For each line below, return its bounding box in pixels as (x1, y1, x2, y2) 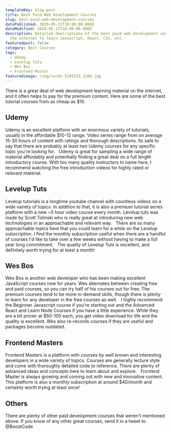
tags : (5, 50, 17, 55)
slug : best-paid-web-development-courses (5, 17, 95, 22)
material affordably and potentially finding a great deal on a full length (5, 154, 152, 160)
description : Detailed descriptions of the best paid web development (5, 31, 158, 36)
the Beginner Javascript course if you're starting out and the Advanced (5, 302, 155, 308)
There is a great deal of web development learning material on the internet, (5, 88, 163, 94)
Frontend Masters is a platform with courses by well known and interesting (5, 352, 162, 358)
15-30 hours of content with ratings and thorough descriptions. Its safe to (5, 137, 159, 143)
